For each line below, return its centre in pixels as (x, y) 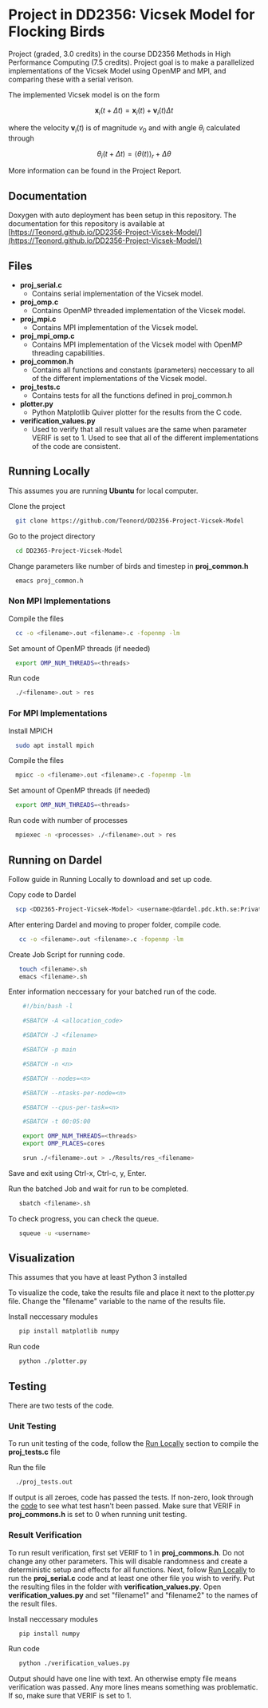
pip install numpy (49, 1634)
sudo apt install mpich (55, 745)
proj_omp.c (39, 302)
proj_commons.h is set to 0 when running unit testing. (98, 1515)
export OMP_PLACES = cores (64, 1144)
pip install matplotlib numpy (69, 1332)
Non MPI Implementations (60, 601)
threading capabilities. (68, 352)
